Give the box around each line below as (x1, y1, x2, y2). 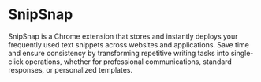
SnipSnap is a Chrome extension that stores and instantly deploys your (8, 32, 238, 41)
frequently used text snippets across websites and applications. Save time (8, 39, 250, 49)
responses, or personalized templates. (8, 65, 132, 74)
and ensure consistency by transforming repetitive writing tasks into (8, 48, 229, 58)
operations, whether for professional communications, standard (24, 57, 233, 66)
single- (230, 48, 254, 58)
